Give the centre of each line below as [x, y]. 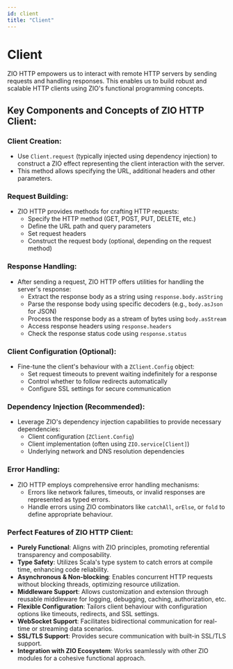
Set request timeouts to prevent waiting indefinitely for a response [122, 374]
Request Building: [38, 197]
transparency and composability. [64, 554]
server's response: [44, 289]
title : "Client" [31, 20]
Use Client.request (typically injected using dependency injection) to [117, 156]
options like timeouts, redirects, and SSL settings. [88, 613]
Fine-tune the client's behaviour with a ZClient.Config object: [106, 366]
